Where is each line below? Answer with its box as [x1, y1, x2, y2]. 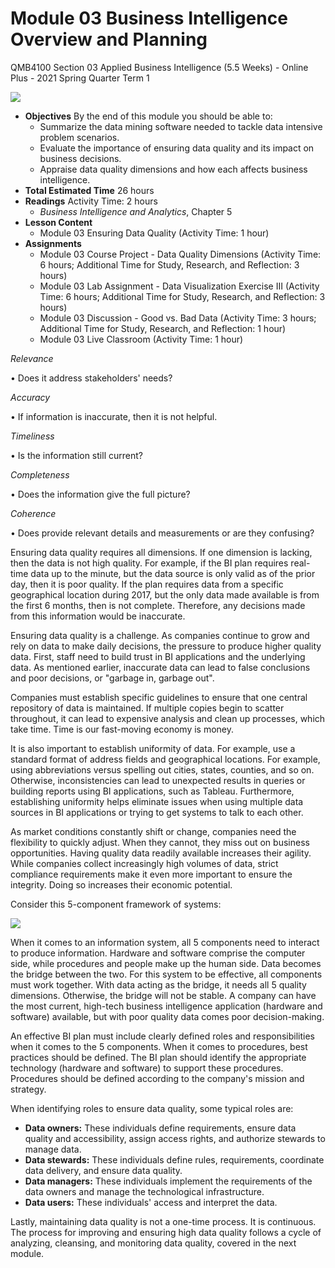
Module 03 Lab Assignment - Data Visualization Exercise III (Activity [39, 280, 320, 292]
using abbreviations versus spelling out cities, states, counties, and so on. [10, 763, 315, 776]
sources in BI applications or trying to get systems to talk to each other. [10, 806, 304, 818]
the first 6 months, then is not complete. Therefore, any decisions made [10, 599, 306, 611]
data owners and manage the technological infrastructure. [24, 1185, 265, 1197]
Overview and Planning [10, 28, 208, 51]
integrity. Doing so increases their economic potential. [10, 878, 233, 891]
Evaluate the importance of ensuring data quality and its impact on [39, 142, 315, 154]
